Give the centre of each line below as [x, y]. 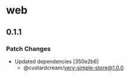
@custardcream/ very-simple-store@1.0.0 [74, 68]
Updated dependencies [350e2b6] [56, 61]
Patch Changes [29, 49]
